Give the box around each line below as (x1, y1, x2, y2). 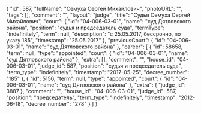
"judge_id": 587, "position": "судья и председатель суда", (38, 62, 182, 69)
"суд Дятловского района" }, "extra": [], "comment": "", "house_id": (6, 56, 176, 63)
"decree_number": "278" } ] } (25, 100, 98, 107)
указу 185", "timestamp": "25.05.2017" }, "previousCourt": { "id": (6, 37, 166, 44)
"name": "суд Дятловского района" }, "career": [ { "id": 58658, (25, 43, 183, 50)
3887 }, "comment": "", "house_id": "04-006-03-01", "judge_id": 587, (6, 88, 177, 94)
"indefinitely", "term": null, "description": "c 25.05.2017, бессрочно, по (6, 30, 181, 38)
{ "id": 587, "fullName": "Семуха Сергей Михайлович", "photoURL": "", (6, 5, 183, 12)
